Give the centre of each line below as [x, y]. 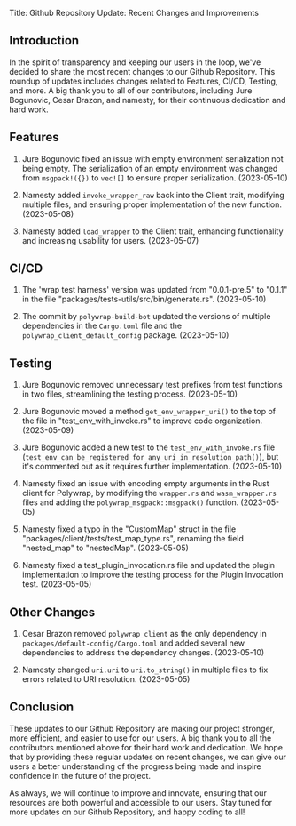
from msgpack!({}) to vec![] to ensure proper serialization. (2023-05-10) [155, 178]
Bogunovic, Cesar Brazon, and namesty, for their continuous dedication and [148, 100]
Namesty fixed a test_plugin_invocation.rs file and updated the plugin [148, 565]
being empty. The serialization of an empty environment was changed [150, 168]
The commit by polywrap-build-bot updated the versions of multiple [146, 317]
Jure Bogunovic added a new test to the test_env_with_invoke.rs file [148, 447]
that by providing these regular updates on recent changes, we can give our [148, 757]
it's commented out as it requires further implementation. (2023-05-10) [152, 467]
